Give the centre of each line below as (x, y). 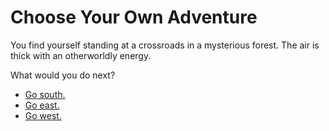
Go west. (43, 115)
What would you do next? (63, 75)
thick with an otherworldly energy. (81, 55)
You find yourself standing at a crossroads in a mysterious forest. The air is (165, 45)
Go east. (42, 105)
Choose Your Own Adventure (134, 17)
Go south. (45, 94)
